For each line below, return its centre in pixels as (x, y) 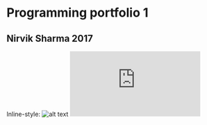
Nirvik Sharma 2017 (50, 39)
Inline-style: (24, 114)
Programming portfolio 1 (77, 13)
